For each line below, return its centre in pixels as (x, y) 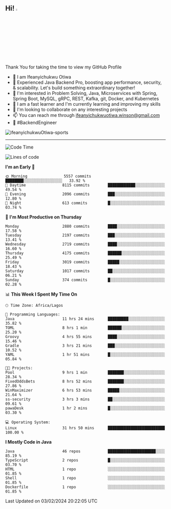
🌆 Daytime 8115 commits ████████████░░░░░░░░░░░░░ (85, 185)
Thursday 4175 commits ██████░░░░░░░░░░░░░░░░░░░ (85, 253)
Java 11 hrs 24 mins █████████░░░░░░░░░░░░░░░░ (85, 319)
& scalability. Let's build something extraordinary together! (74, 88)
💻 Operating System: (28, 422)
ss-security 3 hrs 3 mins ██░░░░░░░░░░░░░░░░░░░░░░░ (85, 399)
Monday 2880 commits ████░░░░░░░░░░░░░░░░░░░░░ (85, 226)
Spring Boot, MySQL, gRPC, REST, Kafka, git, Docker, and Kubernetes (86, 99)
